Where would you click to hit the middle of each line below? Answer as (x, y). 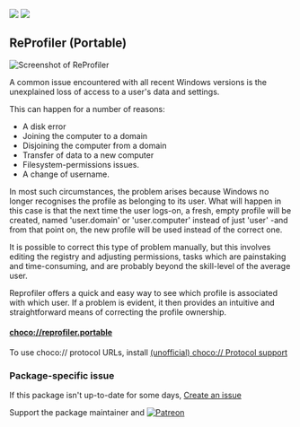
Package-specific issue (62, 375)
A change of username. (66, 174)
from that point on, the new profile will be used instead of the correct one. (146, 230)
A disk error (44, 126)
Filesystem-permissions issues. (81, 164)
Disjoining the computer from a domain (94, 145)
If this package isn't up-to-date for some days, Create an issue (126, 396)
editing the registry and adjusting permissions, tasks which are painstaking (148, 257)
